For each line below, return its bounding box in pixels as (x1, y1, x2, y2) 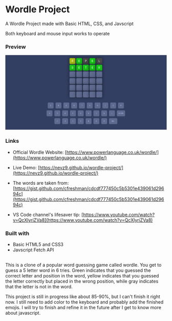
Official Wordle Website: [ (12, 149, 67, 155)
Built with (5, 229, 30, 237)
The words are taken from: (12, 180, 69, 186)
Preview (5, 43, 26, 50)
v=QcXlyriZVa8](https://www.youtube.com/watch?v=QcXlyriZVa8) (12, 217, 153, 223)
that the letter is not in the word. (5, 283, 73, 290)
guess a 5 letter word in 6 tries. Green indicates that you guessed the (5, 267, 151, 273)
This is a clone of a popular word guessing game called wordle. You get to (5, 262, 162, 268)
